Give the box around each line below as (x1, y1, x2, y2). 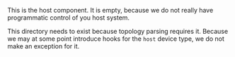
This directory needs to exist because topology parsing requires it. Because (7, 27, 229, 35)
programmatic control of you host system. (7, 13, 130, 22)
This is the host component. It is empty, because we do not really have (7, 6, 214, 14)
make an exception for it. (7, 42, 80, 50)
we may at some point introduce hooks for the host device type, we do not (7, 34, 225, 43)
